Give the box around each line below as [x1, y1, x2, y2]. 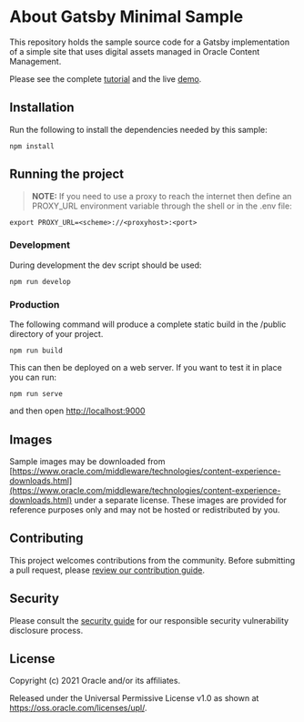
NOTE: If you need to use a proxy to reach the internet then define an [31, 190, 292, 201]
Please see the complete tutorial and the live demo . [9, 73, 202, 84]
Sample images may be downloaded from [9, 455, 166, 466]
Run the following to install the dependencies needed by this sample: [9, 124, 269, 135]
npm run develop [9, 277, 71, 286]
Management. [9, 56, 62, 66]
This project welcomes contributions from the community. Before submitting [9, 554, 296, 565]
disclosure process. [9, 625, 84, 636]
